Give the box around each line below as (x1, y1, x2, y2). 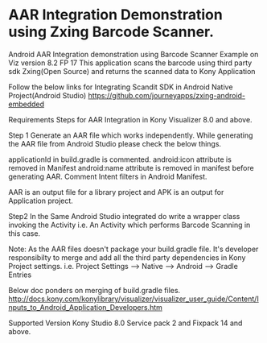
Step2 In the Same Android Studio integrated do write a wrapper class (8, 211, 240, 221)
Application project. (8, 196, 74, 205)
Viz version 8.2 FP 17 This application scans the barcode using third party (8, 58, 253, 68)
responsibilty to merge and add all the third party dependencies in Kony (8, 252, 246, 262)
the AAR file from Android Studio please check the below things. (8, 138, 222, 148)
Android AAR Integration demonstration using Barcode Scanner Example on (8, 49, 259, 59)
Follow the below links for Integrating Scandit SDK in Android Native (8, 82, 233, 92)
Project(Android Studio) (8, 90, 87, 100)
